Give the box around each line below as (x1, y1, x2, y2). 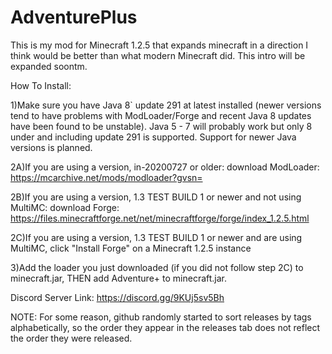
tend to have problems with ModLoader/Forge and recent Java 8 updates (10, 109, 312, 121)
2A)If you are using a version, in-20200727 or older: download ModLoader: (10, 161, 320, 173)
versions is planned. (10, 141, 93, 153)
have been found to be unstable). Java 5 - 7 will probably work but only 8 (10, 120, 313, 132)
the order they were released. (10, 332, 133, 344)
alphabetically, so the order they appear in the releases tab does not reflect (10, 321, 321, 333)
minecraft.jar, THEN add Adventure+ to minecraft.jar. (10, 272, 228, 284)
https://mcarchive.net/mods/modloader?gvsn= (10, 171, 203, 183)
